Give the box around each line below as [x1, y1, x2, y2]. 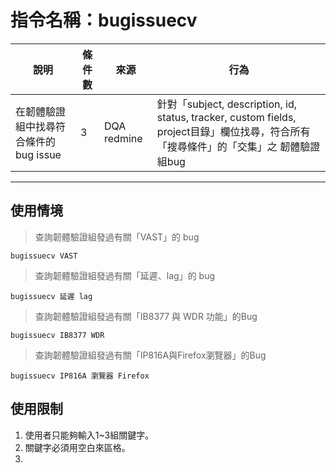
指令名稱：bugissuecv [10, 9, 198, 32]
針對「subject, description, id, [156, 97, 297, 111]
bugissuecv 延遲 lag [10, 291, 93, 301]
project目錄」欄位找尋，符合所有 [156, 124, 311, 138]
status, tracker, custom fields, [156, 110, 297, 124]
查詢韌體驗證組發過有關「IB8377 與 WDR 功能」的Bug [34, 310, 258, 322]
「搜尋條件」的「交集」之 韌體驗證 [156, 139, 321, 153]
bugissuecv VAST [10, 251, 78, 261]
